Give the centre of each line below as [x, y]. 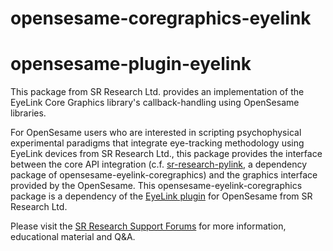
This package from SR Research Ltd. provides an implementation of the [157, 92]
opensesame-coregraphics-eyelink [161, 18]
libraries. [28, 113]
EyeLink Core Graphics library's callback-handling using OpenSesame [155, 103]
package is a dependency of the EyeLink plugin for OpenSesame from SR [161, 196]
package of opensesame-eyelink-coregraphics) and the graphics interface [164, 175]
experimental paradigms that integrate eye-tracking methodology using [157, 143]
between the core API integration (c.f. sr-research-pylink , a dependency [159, 164]
